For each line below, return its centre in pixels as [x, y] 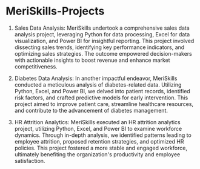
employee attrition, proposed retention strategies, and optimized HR [99, 141]
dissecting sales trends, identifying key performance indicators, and [99, 47]
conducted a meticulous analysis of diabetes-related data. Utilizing [98, 85]
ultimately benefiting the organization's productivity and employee [97, 154]
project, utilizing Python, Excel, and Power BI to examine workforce [98, 128]
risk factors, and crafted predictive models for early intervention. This [101, 98]
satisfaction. [30, 161]
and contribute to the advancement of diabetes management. [91, 110]
